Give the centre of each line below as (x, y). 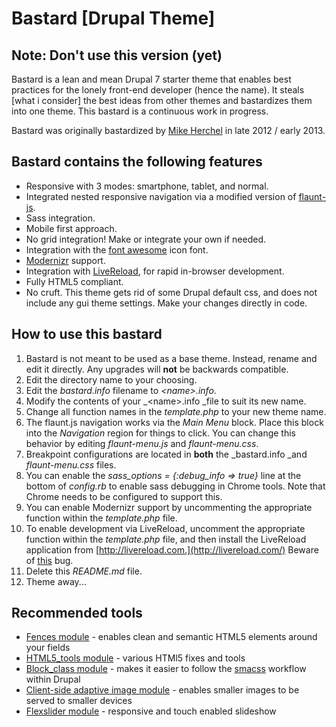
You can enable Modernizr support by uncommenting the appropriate (169, 507)
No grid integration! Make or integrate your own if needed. (145, 239)
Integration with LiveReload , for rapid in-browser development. (155, 271)
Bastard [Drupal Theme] (113, 18)
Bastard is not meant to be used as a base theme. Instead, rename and (171, 358)
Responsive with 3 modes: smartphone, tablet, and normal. (147, 186)
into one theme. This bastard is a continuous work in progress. (140, 111)
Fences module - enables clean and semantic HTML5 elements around (171, 637)
